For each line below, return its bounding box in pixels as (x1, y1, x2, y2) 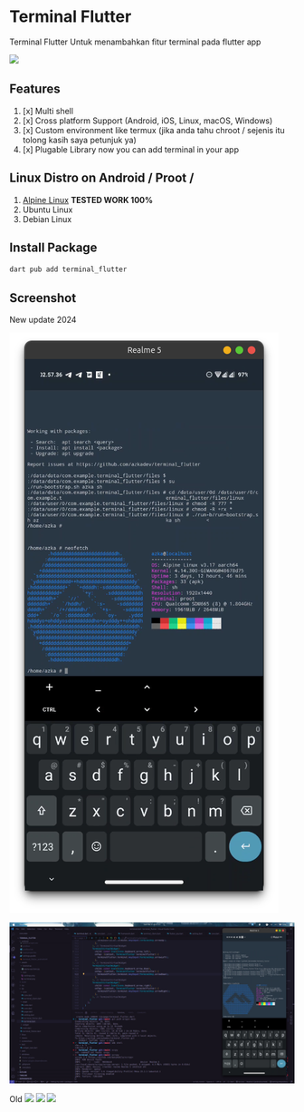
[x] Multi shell (22, 105, 74, 116)
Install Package (9, 239, 98, 255)
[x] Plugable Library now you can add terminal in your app (22, 143, 240, 155)
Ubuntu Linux (22, 204, 73, 215)
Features (9, 82, 61, 97)
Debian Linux (22, 213, 72, 224)
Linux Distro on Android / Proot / (9, 171, 195, 186)
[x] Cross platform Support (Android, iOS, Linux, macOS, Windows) (22, 115, 273, 126)
